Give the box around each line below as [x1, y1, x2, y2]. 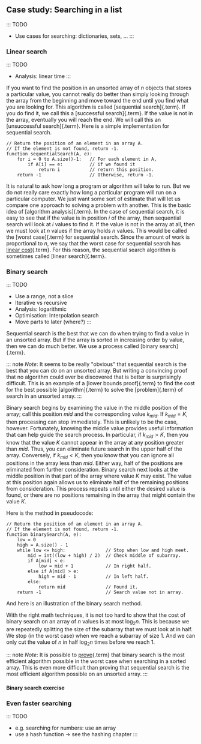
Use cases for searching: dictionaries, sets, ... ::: [14, 32, 134, 40]
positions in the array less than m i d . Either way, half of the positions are [6, 459, 183, 467]
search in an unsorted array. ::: [6, 392, 82, 400]
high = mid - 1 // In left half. [38, 573, 149, 580]
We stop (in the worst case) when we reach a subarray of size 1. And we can [6, 632, 196, 639]
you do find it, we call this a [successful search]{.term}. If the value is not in [6, 110, 193, 117]
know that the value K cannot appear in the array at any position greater [6, 439, 184, 446]
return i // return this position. [38, 167, 154, 173]
